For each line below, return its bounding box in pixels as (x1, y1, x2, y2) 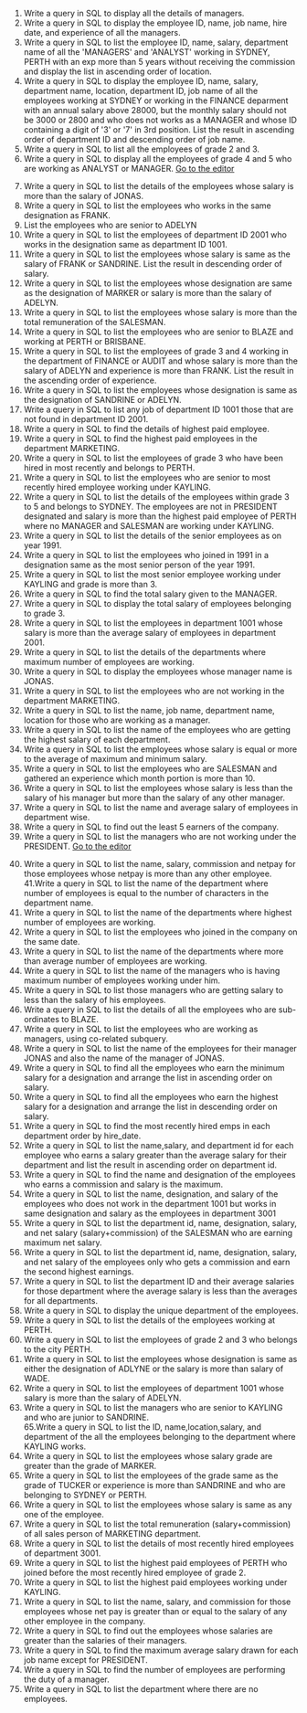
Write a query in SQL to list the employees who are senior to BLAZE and (23, 326, 294, 337)
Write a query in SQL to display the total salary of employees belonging (23, 598, 291, 608)
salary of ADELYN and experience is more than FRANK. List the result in (23, 365, 295, 375)
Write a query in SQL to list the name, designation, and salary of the (23, 1189, 279, 1200)
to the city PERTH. (23, 1344, 93, 1355)
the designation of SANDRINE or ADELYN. (23, 395, 182, 405)
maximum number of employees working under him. (23, 975, 221, 986)
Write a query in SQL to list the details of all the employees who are (23, 1004, 277, 1015)
